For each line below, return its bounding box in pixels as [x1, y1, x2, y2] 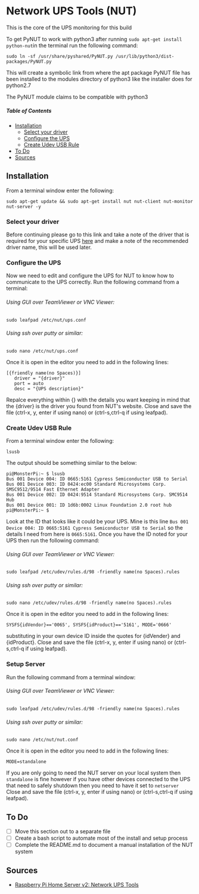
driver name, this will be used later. [6, 243, 92, 251]
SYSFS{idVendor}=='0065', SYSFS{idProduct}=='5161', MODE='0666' [6, 622, 172, 628]
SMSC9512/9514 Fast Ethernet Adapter [6, 486, 100, 493]
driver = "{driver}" [14, 375, 66, 381]
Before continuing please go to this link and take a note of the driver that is [6, 231, 189, 238]
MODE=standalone [6, 759, 46, 765]
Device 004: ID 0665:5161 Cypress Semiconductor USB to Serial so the [6, 524, 184, 532]
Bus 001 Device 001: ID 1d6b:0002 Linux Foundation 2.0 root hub [6, 503, 172, 508]
